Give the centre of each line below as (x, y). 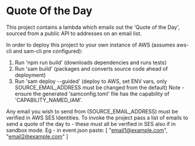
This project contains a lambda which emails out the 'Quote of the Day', (93, 27)
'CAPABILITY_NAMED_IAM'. (48, 100)
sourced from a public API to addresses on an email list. (74, 33)
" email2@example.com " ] (37, 136)
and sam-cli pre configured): (48, 51)
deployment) (30, 75)
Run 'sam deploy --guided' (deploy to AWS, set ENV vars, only (91, 81)
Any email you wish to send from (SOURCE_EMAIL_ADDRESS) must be (92, 111)
